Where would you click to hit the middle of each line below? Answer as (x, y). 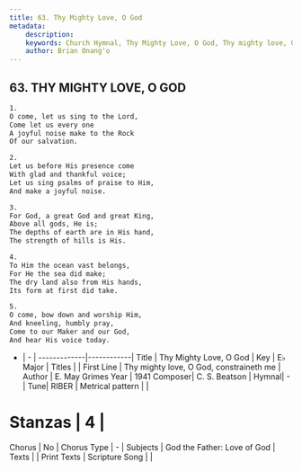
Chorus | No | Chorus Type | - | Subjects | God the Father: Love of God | (142, 447)
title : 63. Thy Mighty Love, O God (76, 18)
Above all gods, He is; (54, 224)
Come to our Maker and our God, (70, 332)
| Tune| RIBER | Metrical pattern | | (85, 386)
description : (50, 34)
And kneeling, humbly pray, (62, 324)
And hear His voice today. (60, 340)
